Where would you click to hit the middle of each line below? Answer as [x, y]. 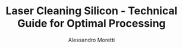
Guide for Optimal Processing [91, 23]
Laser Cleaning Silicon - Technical [91, 11]
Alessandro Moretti [91, 40]
